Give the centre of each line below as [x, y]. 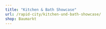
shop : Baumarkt [21, 19]
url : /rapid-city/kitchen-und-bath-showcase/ [53, 14]
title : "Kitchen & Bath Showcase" [41, 10]
